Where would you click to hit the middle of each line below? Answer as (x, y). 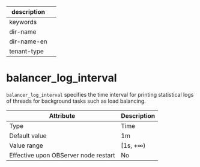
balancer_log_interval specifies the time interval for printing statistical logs (100, 94)
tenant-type (26, 51)
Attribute (62, 115)
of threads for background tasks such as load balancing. (76, 101)
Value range (26, 145)
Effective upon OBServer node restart (62, 155)
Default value (28, 136)
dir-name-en (29, 41)
